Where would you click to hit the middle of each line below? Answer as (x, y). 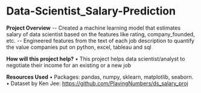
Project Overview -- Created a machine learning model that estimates (94, 28)
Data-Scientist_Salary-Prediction (91, 11)
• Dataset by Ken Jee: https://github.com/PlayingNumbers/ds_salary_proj (97, 83)
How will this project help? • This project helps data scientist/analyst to (96, 59)
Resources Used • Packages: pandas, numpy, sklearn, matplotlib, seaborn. (100, 77)
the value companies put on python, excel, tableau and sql (79, 47)
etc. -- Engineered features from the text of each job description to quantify (101, 40)
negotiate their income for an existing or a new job (69, 65)
